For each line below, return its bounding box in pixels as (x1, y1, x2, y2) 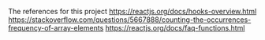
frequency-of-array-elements (8, 24, 104, 32)
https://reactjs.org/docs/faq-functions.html (105, 24, 245, 32)
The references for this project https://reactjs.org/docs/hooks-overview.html (8, 7, 257, 16)
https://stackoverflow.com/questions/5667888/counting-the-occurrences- (8, 15, 252, 24)
